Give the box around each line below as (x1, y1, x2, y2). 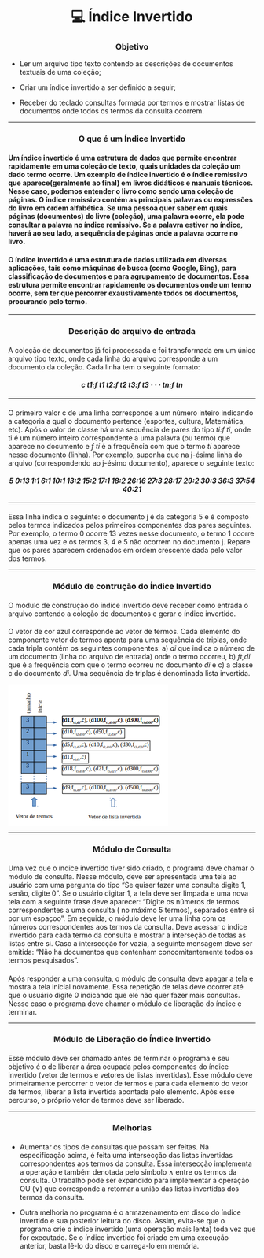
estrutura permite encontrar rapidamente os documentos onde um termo (8, 280, 251, 289)
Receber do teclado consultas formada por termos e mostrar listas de (19, 98, 245, 108)
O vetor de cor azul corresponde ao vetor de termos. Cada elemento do (8, 627, 240, 636)
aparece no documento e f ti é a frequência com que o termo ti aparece (8, 441, 240, 451)
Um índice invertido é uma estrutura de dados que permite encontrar (8, 153, 237, 162)
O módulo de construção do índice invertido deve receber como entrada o (8, 600, 249, 610)
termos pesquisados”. (8, 956, 79, 965)
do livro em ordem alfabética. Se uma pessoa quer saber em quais (8, 203, 228, 213)
